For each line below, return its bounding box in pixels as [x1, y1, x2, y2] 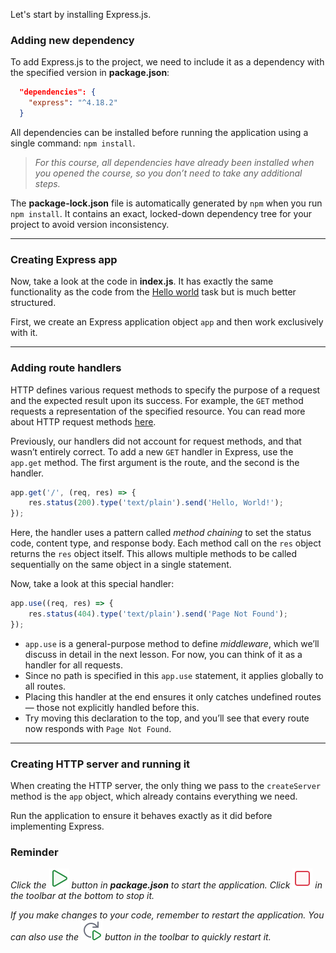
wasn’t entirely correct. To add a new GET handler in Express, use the [10, 445, 294, 458]
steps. [34, 177, 61, 189]
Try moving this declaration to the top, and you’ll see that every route [24, 712, 310, 724]
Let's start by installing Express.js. [10, 9, 152, 20]
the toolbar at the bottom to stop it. [10, 890, 155, 902]
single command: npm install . [10, 137, 136, 149]
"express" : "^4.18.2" [28, 98, 118, 108]
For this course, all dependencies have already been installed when [34, 156, 315, 168]
